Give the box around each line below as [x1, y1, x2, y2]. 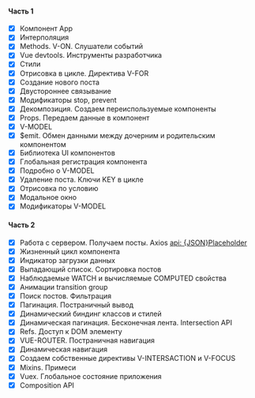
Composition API [19, 380, 75, 390]
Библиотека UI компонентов [19, 148, 116, 158]
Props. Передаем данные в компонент [19, 113, 150, 122]
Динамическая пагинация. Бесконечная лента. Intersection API [19, 318, 233, 328]
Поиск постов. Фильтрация [19, 291, 112, 301]
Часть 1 [8, 6, 34, 16]
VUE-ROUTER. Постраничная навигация [19, 336, 156, 345]
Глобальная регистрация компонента [19, 157, 148, 167]
